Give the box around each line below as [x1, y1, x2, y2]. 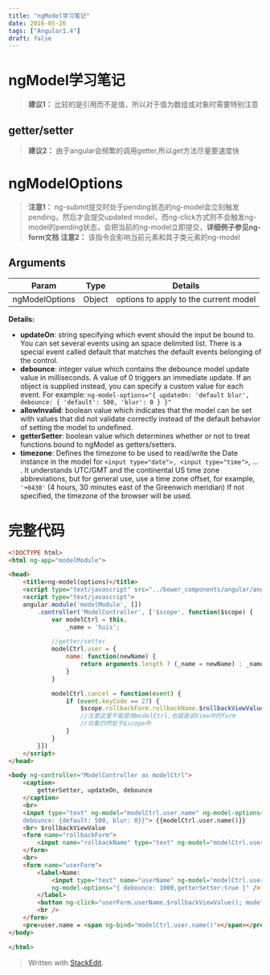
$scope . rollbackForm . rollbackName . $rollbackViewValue [80, 704, 264, 713]
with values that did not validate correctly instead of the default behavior [19, 414, 261, 423]
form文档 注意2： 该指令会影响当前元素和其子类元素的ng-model [27, 232, 241, 242]
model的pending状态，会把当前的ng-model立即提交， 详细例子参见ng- [27, 222, 261, 232]
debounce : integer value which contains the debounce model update [19, 364, 250, 374]
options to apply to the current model [116, 293, 256, 304]
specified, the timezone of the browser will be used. [19, 490, 193, 500]
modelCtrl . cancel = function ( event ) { [51, 689, 182, 697]
